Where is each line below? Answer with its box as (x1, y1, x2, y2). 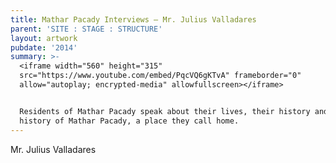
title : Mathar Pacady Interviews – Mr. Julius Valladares (10, 14, 257, 25)
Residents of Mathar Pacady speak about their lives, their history (19, 106, 311, 116)
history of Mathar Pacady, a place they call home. (19, 116, 240, 126)
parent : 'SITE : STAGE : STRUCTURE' (10, 24, 163, 34)
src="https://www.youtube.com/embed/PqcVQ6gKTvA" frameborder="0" (19, 71, 302, 81)
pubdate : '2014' (10, 42, 78, 53)
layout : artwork (10, 33, 78, 43)
